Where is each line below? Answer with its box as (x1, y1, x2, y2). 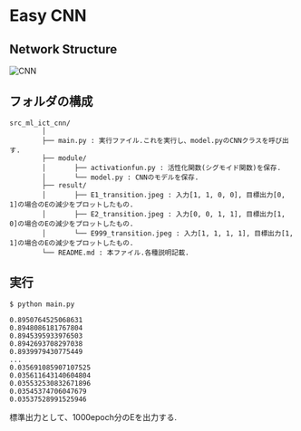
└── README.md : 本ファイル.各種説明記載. (42, 248, 189, 257)
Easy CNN (9, 5, 87, 26)
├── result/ (42, 180, 88, 190)
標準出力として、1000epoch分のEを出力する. (9, 411, 177, 422)
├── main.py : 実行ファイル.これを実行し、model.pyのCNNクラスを (42, 136, 269, 145)
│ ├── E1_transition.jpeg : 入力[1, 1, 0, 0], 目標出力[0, (42, 190, 286, 199)
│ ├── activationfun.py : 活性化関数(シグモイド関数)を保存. (42, 163, 282, 172)
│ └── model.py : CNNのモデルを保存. (42, 173, 199, 182)
